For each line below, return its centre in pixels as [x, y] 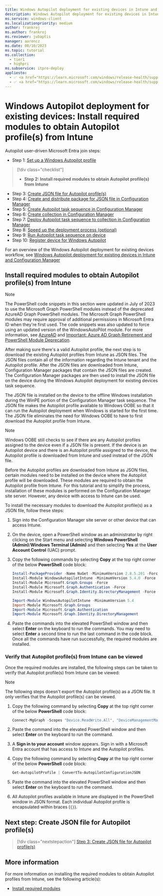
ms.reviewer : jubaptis [28, 37]
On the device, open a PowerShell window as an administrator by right [82, 535]
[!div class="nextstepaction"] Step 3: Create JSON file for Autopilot [84, 842]
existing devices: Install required [72, 116]
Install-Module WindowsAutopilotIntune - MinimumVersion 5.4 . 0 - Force [84, 578]
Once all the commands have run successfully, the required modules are [84, 639]
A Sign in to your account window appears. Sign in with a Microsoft [80, 744]
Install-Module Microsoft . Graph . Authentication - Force [69, 587]
